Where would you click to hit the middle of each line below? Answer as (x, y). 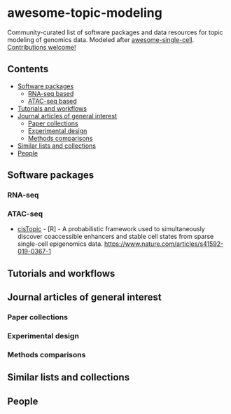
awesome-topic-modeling (85, 13)
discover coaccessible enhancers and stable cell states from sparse (115, 237)
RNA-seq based (51, 93)
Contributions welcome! (42, 47)
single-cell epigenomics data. (60, 244)
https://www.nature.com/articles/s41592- (164, 244)
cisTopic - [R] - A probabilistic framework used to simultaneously (111, 229)
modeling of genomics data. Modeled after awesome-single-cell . (101, 39)
